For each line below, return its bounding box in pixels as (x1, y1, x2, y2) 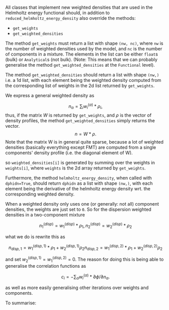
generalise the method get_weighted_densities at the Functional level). (5, 62, 155, 68)
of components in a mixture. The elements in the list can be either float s (5, 51, 158, 57)
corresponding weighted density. (5, 191, 75, 198)
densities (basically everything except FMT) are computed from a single (5, 145, 156, 151)
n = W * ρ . (74, 131, 97, 137)
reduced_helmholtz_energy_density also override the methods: (5, 15, 136, 21)
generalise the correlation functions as (5, 263, 87, 269)
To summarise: (5, 300, 37, 306)
